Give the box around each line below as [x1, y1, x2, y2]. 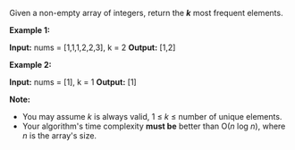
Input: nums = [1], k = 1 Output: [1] [9, 77, 137, 87]
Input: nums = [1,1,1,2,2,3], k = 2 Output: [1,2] [9, 42, 176, 53]
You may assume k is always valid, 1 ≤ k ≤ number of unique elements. [21, 112, 282, 121]
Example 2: [9, 60, 52, 70]
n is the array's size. [21, 130, 97, 141]
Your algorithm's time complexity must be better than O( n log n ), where [21, 121, 286, 131]
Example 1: [9, 25, 51, 35]
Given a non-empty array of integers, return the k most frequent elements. [9, 8, 283, 18]
